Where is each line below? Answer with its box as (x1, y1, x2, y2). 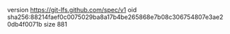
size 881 (43, 20, 68, 28)
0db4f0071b (7, 20, 43, 28)
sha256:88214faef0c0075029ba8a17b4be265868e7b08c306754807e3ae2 (7, 13, 224, 21)
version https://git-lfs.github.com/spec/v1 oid (7, 6, 137, 14)
